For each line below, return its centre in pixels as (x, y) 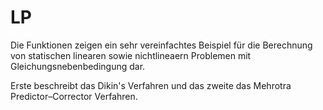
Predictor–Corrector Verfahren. (74, 96)
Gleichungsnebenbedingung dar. (78, 66)
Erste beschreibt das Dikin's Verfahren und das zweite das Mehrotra (151, 85)
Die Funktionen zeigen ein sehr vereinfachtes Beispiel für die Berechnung (161, 45)
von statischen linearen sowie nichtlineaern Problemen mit (131, 55)
